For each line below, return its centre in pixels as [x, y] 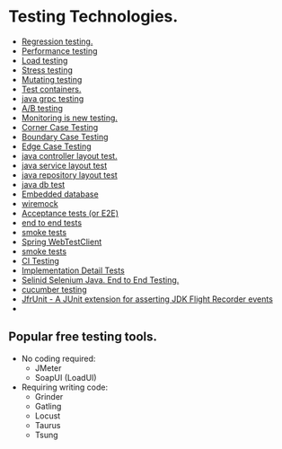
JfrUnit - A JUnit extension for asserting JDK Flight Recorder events [147, 299]
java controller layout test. [69, 155]
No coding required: [58, 358]
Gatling [48, 406]
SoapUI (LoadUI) [66, 377]
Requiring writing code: [65, 387]
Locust [48, 416]
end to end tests [52, 223]
